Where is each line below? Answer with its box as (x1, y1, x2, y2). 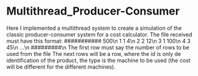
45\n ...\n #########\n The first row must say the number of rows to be (6, 44, 189, 51)
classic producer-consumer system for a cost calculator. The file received (6, 30, 193, 38)
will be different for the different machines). (6, 63, 116, 71)
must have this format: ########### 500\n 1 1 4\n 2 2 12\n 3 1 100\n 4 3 (6, 37, 191, 44)
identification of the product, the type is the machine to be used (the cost (6, 57, 191, 64)
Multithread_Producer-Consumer (6, 4, 180, 18)
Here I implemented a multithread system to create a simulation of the (6, 24, 182, 32)
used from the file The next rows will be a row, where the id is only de (6, 50, 182, 57)
